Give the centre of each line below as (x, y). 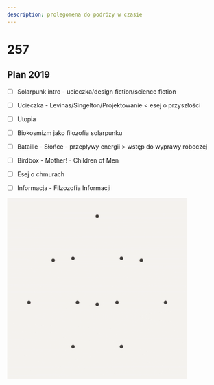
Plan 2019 (28, 75)
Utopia (26, 119)
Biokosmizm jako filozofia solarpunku (70, 133)
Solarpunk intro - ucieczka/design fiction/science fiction (96, 91)
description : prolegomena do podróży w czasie (75, 14)
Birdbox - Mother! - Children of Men (68, 160)
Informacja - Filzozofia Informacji (64, 188)
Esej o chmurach (41, 174)
